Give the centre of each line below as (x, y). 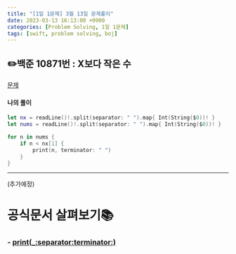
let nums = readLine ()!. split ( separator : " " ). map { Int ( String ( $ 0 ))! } (114, 125)
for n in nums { (31, 137)
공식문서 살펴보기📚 (61, 215)
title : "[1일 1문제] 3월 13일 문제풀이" (60, 14)
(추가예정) (21, 184)
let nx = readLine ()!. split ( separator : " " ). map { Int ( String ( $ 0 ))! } (111, 118)
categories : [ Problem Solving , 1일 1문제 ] (68, 27)
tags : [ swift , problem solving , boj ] (63, 33)
